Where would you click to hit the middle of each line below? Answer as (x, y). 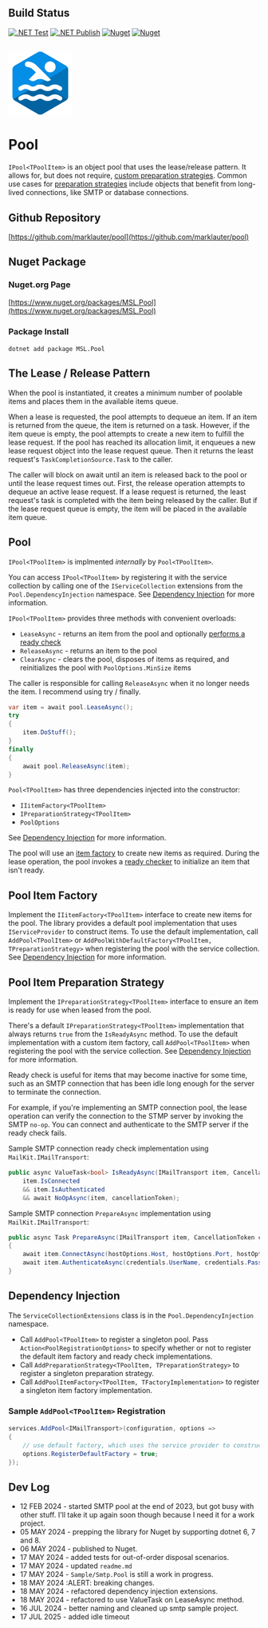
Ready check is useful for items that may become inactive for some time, (128, 1075)
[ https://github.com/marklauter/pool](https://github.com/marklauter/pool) (129, 237)
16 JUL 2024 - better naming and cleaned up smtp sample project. (129, 1608)
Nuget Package (47, 262)
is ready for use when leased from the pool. (80, 1010)
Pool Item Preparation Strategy (87, 982)
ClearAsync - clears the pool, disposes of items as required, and (124, 659)
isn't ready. (27, 870)
